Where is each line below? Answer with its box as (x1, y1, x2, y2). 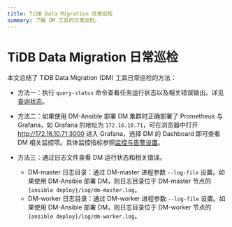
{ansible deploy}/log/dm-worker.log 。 (27, 212, 141, 221)
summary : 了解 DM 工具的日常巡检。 (7, 17, 100, 24)
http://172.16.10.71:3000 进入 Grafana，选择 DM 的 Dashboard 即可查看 (17, 130, 221, 138)
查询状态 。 (17, 97, 49, 106)
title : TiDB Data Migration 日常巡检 (7, 10, 113, 18)
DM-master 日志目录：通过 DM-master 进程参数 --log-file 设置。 (27, 168, 219, 177)
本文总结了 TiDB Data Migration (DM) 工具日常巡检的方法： (7, 74, 177, 82)
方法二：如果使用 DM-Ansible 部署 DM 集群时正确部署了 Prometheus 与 (17, 112, 224, 121)
